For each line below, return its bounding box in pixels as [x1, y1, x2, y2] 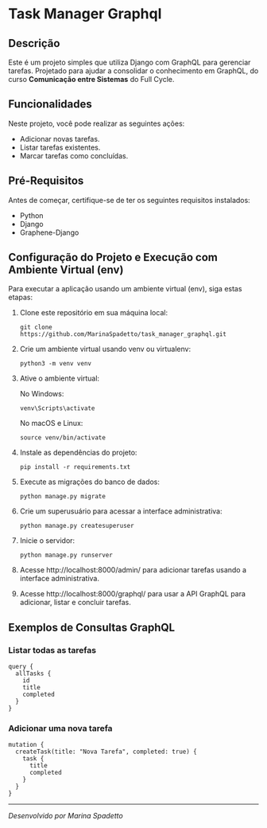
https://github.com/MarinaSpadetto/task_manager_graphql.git [19, 330, 227, 338]
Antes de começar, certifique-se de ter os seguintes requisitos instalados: [8, 195, 250, 205]
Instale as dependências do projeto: [19, 447, 137, 458]
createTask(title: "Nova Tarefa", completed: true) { [15, 748, 197, 756]
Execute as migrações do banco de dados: [19, 477, 161, 486]
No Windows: [19, 389, 64, 399]
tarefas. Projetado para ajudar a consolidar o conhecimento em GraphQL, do [8, 66, 259, 76]
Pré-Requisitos [8, 174, 84, 188]
